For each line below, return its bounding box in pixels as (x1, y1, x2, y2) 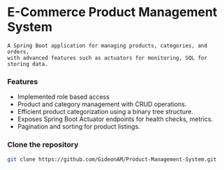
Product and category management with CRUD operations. (17, 100, 187, 108)
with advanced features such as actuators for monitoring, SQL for (7, 54, 208, 62)
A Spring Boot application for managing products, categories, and (7, 42, 208, 49)
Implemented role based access (17, 92, 110, 101)
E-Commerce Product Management (7, 4, 218, 20)
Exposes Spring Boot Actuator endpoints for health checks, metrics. (17, 115, 214, 123)
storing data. (7, 60, 49, 67)
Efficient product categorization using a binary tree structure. (17, 108, 194, 116)
